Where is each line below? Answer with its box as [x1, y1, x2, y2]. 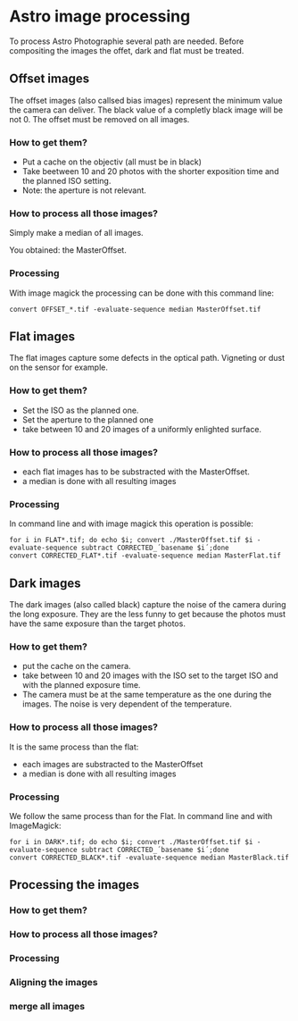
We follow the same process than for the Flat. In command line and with [9, 811, 273, 822]
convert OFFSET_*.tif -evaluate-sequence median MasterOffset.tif [9, 305, 261, 314]
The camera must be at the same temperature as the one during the [21, 690, 272, 700]
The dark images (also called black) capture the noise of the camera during [9, 599, 287, 610]
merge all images [9, 1000, 86, 1013]
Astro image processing [9, 6, 191, 27]
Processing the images [9, 877, 140, 892]
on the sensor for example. [9, 362, 109, 372]
